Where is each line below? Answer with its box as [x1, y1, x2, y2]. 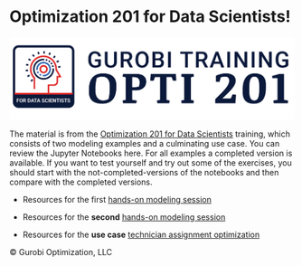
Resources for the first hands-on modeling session [22, 195, 212, 205]
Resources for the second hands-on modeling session [22, 212, 226, 223]
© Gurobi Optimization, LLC [9, 247, 113, 258]
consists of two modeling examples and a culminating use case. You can [9, 138, 280, 149]
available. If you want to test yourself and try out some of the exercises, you [9, 157, 292, 168]
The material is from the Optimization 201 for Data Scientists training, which [9, 128, 291, 139]
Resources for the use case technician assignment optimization [22, 229, 260, 241]
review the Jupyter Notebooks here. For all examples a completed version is [9, 147, 293, 159]
